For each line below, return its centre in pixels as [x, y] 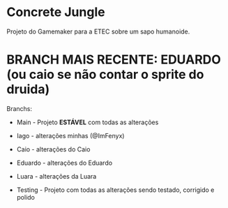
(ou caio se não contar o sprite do [105, 75]
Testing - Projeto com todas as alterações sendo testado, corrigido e [115, 190]
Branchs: [20, 108]
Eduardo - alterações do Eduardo [64, 163]
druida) [28, 90]
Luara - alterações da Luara [56, 176]
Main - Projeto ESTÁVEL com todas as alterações [88, 122]
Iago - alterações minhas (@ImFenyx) [70, 135]
